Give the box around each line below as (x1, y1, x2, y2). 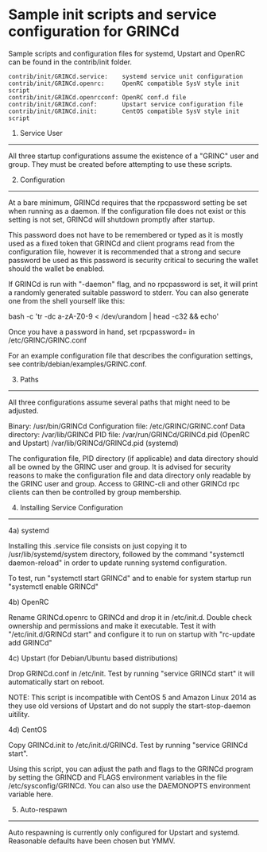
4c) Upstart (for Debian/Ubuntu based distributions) (8, 653, 179, 663)
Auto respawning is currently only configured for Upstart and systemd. (8, 827, 240, 837)
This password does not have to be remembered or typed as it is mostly (8, 230, 244, 239)
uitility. (8, 709, 30, 718)
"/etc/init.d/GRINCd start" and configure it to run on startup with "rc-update (8, 629, 256, 639)
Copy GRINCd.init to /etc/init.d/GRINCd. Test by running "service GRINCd (8, 740, 249, 749)
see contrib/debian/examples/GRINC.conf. (8, 359, 147, 369)
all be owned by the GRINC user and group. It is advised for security (8, 462, 232, 471)
